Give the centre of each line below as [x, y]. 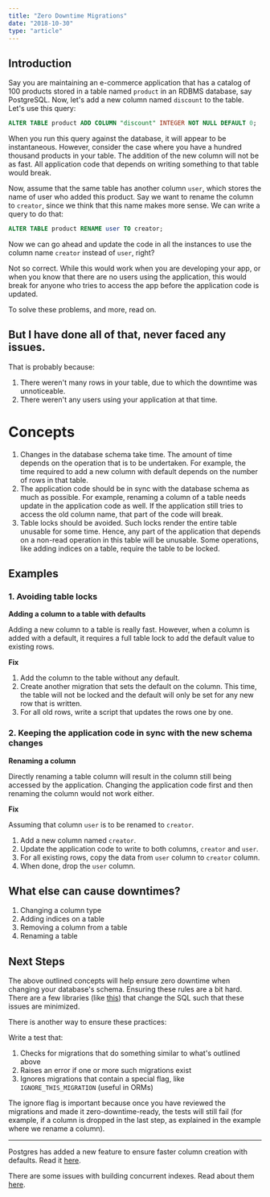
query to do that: [36, 214]
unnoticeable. [43, 390]
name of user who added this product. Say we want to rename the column [131, 197]
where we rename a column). [57, 1129]
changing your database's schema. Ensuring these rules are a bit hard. [125, 989]
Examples [33, 574]
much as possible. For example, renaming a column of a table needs [133, 497]
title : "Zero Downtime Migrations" [68, 16]
